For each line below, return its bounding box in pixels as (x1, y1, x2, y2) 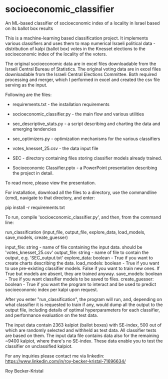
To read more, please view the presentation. (5, 179, 96, 185)
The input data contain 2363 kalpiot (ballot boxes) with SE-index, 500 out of (5, 321, 162, 328)
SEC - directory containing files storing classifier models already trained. (12, 155, 162, 161)
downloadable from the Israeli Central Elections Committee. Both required (5, 71, 157, 77)
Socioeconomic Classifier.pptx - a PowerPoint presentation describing (12, 164, 157, 170)
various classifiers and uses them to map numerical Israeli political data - (5, 40, 156, 46)
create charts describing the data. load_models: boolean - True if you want (5, 260, 159, 266)
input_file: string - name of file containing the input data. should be (5, 244, 142, 250)
